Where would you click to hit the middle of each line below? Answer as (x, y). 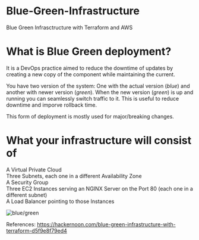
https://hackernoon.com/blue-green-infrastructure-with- (106, 224)
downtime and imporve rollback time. (52, 105)
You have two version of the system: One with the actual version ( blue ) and (98, 86)
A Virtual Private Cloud (34, 169)
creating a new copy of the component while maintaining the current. (91, 74)
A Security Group (27, 182)
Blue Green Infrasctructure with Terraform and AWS (70, 27)
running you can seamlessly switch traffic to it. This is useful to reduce (93, 98)
